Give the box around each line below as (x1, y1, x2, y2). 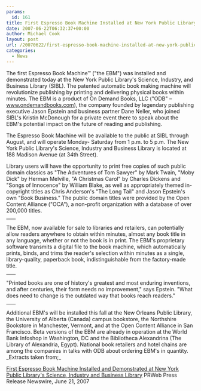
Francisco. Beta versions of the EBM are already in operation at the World (6, 328, 187, 335)
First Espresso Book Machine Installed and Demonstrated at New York (6, 365, 179, 372)
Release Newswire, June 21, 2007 (6, 377, 90, 385)
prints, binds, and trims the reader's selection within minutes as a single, (6, 249, 185, 257)
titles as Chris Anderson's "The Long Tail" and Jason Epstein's (31, 187, 185, 195)
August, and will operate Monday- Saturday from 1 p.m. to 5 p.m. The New (6, 138, 190, 145)
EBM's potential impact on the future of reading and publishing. (6, 120, 163, 127)
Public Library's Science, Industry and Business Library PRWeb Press (6, 371, 178, 378)
